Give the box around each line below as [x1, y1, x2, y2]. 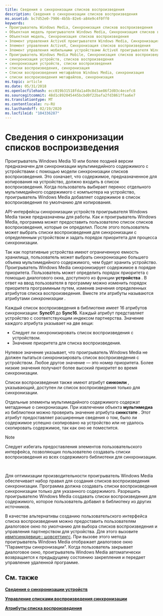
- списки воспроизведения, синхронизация [5, 66, 90, 71]
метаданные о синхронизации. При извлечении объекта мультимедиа [5, 404, 153, 410]
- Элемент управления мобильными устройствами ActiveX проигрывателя [5, 48, 149, 52]
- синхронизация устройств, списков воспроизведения [5, 57, 114, 62]
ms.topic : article [5, 79, 42, 84]
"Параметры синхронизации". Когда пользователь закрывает [5, 544, 133, 550]
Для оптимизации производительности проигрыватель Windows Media [5, 472, 153, 478]
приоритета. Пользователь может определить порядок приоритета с [5, 270, 149, 276]
